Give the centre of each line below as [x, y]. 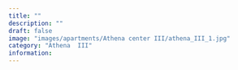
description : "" [36, 23]
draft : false [30, 31]
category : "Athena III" [50, 46]
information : [30, 53]
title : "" [25, 16]
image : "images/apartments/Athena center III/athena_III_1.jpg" [119, 38]
